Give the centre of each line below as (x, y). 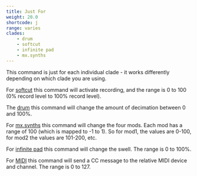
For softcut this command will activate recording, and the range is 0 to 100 (96, 89)
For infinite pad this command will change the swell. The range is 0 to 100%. (99, 149)
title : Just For (26, 11)
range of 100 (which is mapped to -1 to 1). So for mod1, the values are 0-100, (99, 131)
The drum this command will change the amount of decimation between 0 (96, 107)
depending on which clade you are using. (56, 78)
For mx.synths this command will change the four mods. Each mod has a (94, 125)
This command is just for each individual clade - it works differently (88, 72)
